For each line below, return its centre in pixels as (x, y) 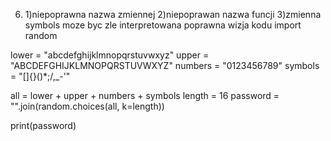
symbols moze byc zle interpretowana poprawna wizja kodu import (163, 25)
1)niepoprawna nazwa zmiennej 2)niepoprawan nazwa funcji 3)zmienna (173, 14)
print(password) (43, 125)
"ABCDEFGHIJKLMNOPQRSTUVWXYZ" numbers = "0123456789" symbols (165, 65)
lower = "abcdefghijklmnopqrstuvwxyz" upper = (110, 55)
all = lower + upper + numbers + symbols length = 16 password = (145, 95)
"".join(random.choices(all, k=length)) (87, 106)
